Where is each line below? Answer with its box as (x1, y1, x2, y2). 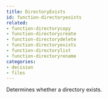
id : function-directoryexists (6, 14, 82, 20)
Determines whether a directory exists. (6, 86, 103, 93)
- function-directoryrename (6, 53, 77, 59)
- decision (6, 64, 34, 70)
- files (6, 70, 26, 76)
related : (6, 20, 28, 26)
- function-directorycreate (6, 31, 77, 37)
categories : (6, 58, 36, 64)
